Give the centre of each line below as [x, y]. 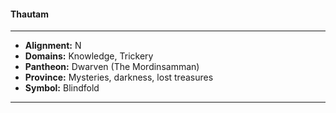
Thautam [30, 14]
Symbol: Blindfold [62, 88]
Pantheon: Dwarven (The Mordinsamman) [112, 67]
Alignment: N [53, 46]
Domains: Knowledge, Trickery [89, 56]
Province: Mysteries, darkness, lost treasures [119, 77]
